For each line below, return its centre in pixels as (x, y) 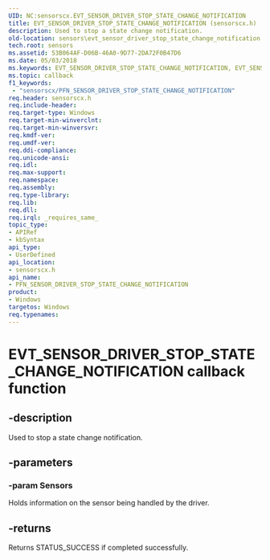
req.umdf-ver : (32, 143)
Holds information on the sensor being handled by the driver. (109, 503)
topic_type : (28, 225)
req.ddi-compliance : (43, 150)
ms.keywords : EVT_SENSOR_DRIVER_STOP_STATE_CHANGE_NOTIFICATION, (120, 68)
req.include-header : (43, 105)
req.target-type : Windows (51, 113)
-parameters (41, 463)
